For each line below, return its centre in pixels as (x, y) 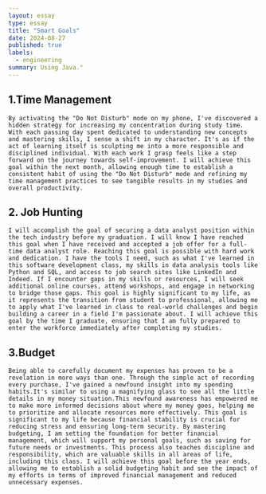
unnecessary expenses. (46, 483)
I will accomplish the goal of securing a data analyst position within (131, 231)
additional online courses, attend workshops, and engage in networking (131, 286)
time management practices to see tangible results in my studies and (128, 181)
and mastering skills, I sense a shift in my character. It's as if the (131, 139)
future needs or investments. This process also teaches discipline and (131, 448)
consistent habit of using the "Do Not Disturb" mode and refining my (128, 174)
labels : (21, 53)
